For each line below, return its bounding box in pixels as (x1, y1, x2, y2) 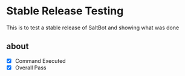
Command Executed (15, 57, 66, 64)
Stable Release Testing (6, 4, 124, 18)
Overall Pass (15, 64, 47, 71)
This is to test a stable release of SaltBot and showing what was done (6, 24, 180, 31)
